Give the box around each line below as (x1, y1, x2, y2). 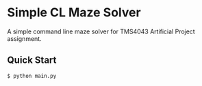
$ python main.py (7, 72, 57, 79)
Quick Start (7, 55, 57, 66)
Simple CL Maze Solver (7, 5, 142, 20)
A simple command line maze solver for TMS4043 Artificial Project (7, 27, 195, 35)
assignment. (7, 34, 42, 42)
